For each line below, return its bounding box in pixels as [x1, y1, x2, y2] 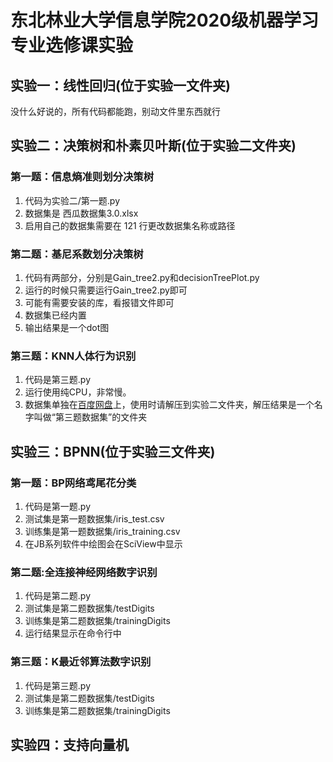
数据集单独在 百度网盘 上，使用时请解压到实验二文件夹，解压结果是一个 [24, 399, 315, 411]
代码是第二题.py [24, 590, 91, 602]
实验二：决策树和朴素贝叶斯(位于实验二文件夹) [10, 137, 297, 155]
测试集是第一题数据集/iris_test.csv [24, 512, 165, 525]
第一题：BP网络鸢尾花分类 [10, 476, 137, 490]
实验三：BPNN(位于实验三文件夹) [10, 443, 216, 460]
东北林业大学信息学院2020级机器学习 [10, 9, 320, 32]
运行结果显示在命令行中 [24, 627, 122, 640]
